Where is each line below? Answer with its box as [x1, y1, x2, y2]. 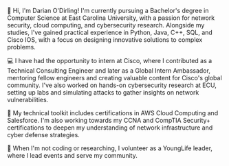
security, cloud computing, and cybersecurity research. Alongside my [7, 21, 205, 29]
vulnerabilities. [7, 96, 49, 104]
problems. [7, 43, 36, 51]
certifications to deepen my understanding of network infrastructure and [7, 123, 213, 132]
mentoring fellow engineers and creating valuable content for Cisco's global [7, 74, 222, 82]
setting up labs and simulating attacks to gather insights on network [7, 88, 199, 96]
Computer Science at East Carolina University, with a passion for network [7, 14, 215, 22]
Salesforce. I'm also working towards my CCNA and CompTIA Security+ [7, 117, 211, 124]
